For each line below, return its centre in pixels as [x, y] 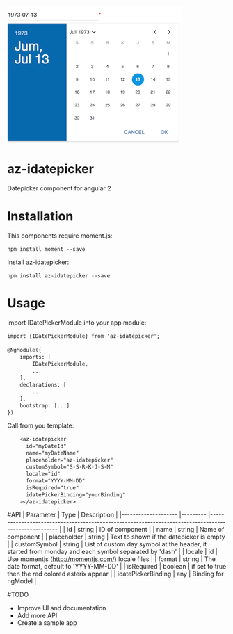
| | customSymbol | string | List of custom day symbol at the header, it [107, 544]
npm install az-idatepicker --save [59, 276]
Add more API [37, 615]
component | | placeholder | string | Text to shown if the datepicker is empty [116, 537]
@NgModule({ [24, 350]
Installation [40, 217]
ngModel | [22, 581]
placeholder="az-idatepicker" [69, 460]
